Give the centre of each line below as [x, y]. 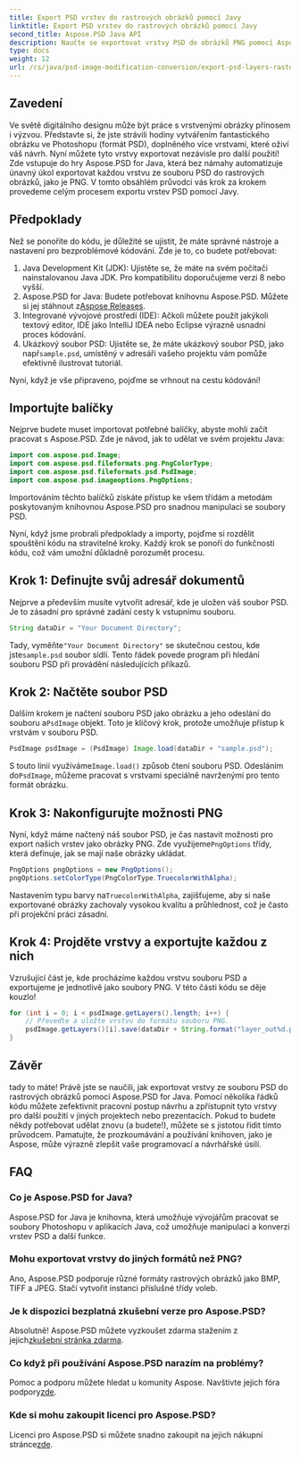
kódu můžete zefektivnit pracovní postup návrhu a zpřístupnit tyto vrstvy [143, 1106]
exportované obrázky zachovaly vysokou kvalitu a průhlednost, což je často [149, 904]
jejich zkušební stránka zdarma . [67, 1340]
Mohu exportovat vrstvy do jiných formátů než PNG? [126, 1259]
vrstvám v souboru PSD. [54, 732]
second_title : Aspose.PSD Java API [75, 34]
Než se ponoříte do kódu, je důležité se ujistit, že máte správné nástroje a [144, 241]
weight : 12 [29, 59]
